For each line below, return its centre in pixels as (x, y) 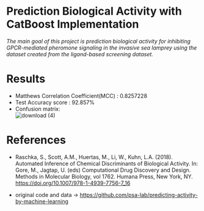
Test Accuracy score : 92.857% (55, 102)
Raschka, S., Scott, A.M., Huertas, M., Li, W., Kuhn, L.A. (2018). (94, 157)
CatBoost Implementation (73, 24)
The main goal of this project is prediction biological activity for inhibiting (99, 41)
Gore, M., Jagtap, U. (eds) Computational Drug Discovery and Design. (103, 170)
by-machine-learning (42, 201)
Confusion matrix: (38, 109)
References (36, 140)
